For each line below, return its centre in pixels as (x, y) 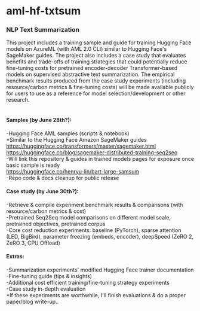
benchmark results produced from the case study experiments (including (96, 81)
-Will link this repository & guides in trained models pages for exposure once (100, 158)
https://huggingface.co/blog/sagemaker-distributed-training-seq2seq (92, 152)
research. (18, 100)
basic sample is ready (33, 165)
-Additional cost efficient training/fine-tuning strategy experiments (88, 283)
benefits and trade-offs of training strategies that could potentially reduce (97, 62)
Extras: (16, 257)
